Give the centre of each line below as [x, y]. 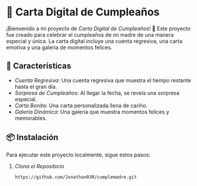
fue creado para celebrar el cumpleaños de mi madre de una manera [90, 34]
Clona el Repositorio [39, 166]
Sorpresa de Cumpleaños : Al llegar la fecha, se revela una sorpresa [97, 93]
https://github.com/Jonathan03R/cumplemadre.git [76, 177]
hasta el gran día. [36, 86]
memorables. [31, 118]
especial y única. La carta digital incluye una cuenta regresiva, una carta [94, 41]
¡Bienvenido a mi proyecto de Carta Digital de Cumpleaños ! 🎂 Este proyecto [98, 28]
